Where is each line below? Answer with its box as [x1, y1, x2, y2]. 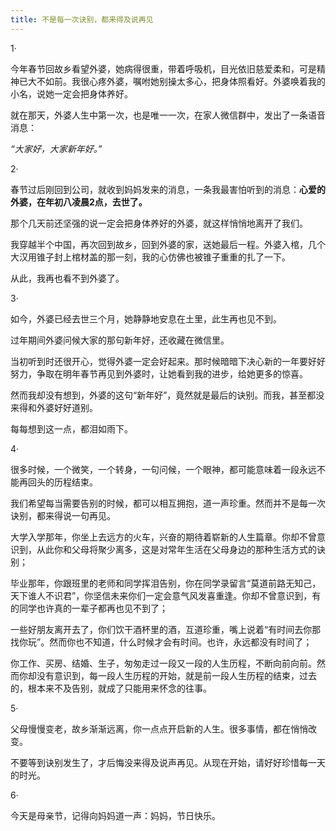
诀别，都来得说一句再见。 [10, 509, 116, 521]
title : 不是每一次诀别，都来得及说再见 [10, 14, 154, 25]
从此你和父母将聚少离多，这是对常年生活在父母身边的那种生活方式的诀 [36, 543, 326, 555]
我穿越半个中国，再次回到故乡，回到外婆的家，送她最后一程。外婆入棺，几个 [10, 238, 326, 250]
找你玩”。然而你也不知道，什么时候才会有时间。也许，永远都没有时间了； [10, 636, 313, 648]
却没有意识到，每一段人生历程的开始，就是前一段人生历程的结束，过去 [27, 669, 317, 681]
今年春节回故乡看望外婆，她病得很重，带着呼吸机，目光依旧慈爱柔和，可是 [10, 62, 317, 75]
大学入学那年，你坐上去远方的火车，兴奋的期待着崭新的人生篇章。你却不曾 [10, 531, 317, 543]
